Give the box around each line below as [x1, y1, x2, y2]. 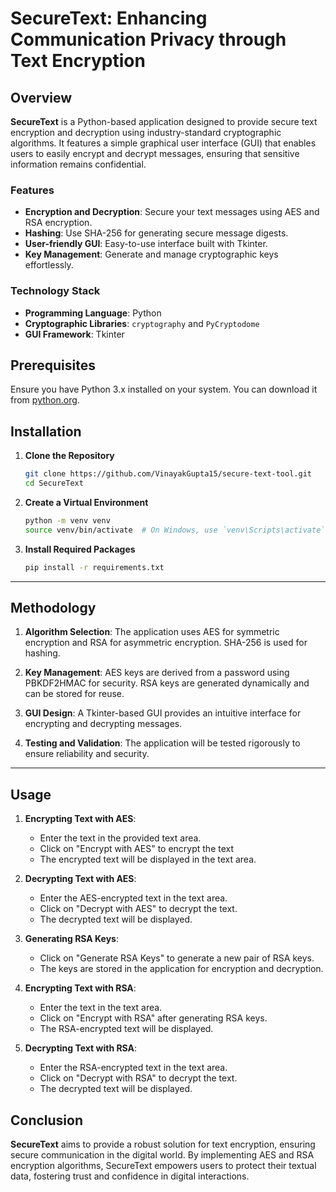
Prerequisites [10, 357, 96, 374]
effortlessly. [24, 259, 74, 271]
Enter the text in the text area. [39, 1002, 163, 1014]
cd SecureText [24, 478, 84, 489]
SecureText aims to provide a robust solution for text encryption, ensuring [10, 1138, 316, 1151]
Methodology [10, 599, 97, 616]
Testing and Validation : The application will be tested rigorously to [24, 737, 301, 749]
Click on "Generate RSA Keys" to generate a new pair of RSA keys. [39, 952, 315, 964]
